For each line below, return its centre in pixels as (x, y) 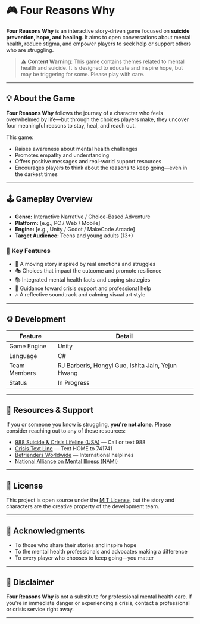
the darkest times (36, 174)
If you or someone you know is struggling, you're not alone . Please (89, 424)
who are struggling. (30, 50)
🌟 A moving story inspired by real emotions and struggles (85, 264)
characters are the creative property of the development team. (83, 506)
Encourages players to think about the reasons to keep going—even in (101, 168)
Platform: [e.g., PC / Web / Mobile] (57, 223)
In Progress (74, 382)
